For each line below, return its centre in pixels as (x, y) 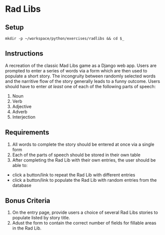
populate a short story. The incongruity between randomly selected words (81, 76)
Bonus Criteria (28, 201)
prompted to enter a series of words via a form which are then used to (76, 70)
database (22, 185)
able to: (20, 165)
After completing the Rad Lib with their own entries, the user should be (84, 160)
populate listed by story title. (41, 218)
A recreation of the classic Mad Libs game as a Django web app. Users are (81, 66)
